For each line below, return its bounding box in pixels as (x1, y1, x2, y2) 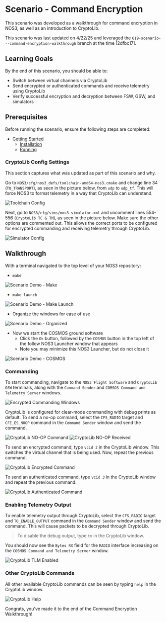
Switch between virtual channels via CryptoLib (12, 77, 108, 83)
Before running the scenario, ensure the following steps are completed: (5, 126, 151, 132)
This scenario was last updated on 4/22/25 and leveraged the (5, 35, 131, 41)
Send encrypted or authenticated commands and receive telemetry (12, 83, 150, 89)
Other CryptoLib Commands (5, 570, 75, 577)
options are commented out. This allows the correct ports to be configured (5, 220, 158, 226)
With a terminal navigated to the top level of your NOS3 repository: (5, 263, 141, 268)
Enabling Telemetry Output (5, 501, 72, 508)
